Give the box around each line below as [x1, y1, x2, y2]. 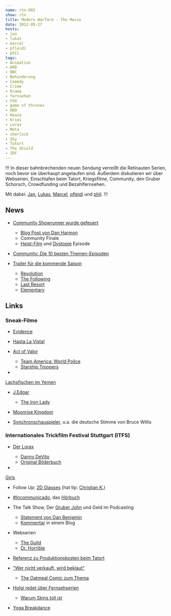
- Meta [5, 127, 20, 132]
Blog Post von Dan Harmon [20, 229, 78, 236]
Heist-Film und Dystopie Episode [20, 240, 90, 246]
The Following [20, 276, 50, 282]
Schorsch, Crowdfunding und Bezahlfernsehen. [5, 181, 106, 187]
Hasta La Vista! [12, 338, 45, 344]
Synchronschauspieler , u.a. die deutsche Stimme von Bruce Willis [12, 419, 151, 425]
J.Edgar [12, 389, 30, 395]
